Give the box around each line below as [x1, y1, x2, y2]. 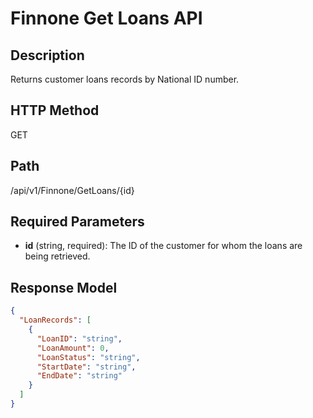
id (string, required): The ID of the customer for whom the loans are [24, 240, 303, 252]
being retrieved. [24, 250, 91, 262]
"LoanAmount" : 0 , [36, 343, 110, 353]
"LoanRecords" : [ [19, 315, 92, 326]
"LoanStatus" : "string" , [36, 352, 141, 362]
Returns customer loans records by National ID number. [10, 73, 240, 85]
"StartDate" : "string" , [36, 362, 137, 372]
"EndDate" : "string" [36, 371, 123, 381]
